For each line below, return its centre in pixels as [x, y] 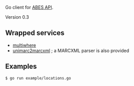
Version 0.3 [17, 17]
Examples [21, 67]
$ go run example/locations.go [38, 78]
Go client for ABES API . [29, 7]
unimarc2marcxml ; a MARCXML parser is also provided [71, 51]
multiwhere [24, 45]
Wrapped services [35, 33]
